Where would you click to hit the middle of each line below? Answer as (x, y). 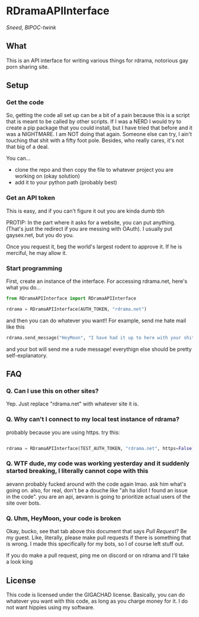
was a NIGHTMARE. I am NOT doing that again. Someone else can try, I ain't (99, 134)
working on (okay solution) (47, 176)
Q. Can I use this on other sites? (52, 391)
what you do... (24, 288)
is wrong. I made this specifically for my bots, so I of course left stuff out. (95, 544)
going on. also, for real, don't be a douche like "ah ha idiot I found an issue (97, 490)
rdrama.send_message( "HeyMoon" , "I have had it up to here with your (94, 338)
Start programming (34, 268)
